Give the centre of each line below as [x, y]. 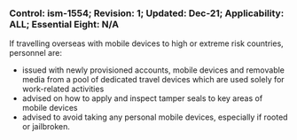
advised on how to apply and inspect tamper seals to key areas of [142, 98]
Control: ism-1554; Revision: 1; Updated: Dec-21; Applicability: [147, 13]
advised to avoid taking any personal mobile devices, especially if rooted [155, 117]
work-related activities [63, 89]
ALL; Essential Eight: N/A [64, 24]
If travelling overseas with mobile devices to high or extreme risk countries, [146, 43]
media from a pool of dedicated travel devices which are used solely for [153, 80]
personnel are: [35, 53]
